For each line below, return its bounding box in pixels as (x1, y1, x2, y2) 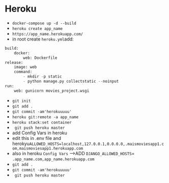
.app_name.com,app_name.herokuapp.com (12, 157, 95, 162)
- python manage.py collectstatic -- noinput (23, 79, 119, 84)
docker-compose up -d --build (12, 21, 77, 26)
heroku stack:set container (12, 120, 72, 125)
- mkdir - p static (23, 74, 62, 79)
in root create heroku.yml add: (12, 36, 74, 42)
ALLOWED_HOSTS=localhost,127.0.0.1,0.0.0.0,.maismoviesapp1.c (29, 141, 164, 147)
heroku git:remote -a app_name (12, 115, 79, 120)
